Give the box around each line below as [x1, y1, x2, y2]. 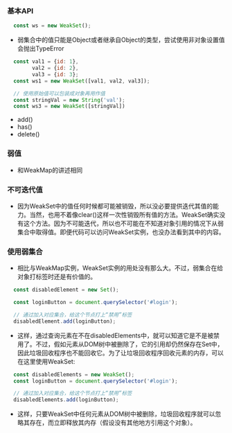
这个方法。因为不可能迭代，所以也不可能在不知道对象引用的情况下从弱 [23, 219, 224, 227]
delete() [17, 130, 40, 139]
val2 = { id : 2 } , [32, 64, 79, 72]
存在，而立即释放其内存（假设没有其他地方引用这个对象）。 [29, 418, 197, 427]
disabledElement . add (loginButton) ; [13, 317, 116, 325]
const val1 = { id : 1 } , [13, 58, 79, 65]
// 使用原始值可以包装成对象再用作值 [13, 90, 106, 97]
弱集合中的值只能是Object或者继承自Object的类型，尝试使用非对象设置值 [17, 36, 225, 44]
